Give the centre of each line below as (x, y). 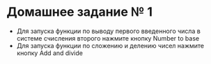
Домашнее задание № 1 (80, 12)
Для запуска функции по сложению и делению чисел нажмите (110, 45)
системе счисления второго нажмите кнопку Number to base (108, 38)
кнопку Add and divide (49, 53)
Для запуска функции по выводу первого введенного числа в (109, 31)
